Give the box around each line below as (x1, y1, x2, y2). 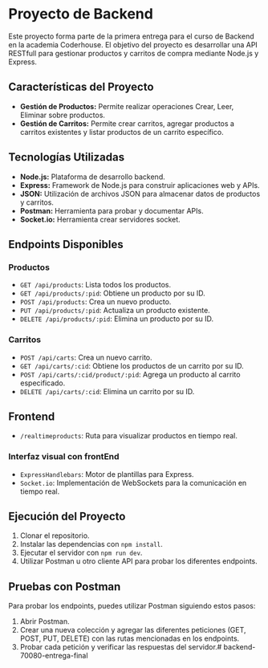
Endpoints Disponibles (8, 238, 124, 251)
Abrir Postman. (19, 617, 70, 626)
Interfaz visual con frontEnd (8, 451, 120, 462)
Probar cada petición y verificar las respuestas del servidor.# (19, 642, 222, 652)
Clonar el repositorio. (19, 531, 90, 540)
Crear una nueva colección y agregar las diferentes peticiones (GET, (19, 625, 246, 635)
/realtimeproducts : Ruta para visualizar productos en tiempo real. (19, 431, 238, 441)
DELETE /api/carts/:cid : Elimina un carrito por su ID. (19, 386, 195, 396)
